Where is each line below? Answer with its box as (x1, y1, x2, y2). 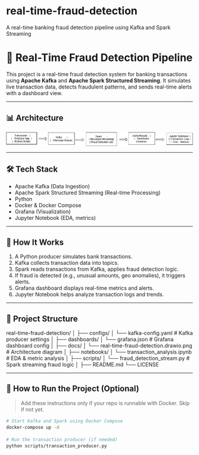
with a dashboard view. (6, 89, 63, 96)
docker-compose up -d (6, 424, 60, 430)
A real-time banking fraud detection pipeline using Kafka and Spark (6, 24, 171, 31)
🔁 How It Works (6, 237, 64, 247)
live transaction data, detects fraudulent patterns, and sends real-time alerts (6, 83, 192, 90)
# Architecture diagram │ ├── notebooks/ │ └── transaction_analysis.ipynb (6, 348, 192, 355)
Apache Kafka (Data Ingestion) (14, 183, 90, 190)
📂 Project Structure (6, 314, 78, 324)
